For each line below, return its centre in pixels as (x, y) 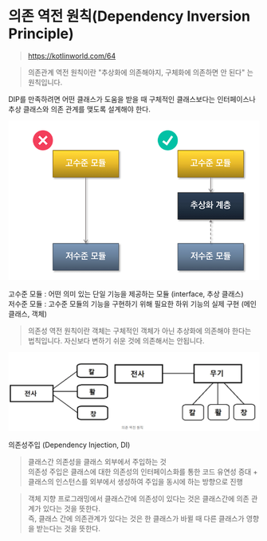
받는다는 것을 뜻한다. (69, 528)
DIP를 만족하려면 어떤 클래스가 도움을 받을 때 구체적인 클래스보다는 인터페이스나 (132, 99)
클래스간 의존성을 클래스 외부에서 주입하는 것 (97, 461)
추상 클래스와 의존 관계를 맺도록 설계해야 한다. (80, 109)
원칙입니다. (45, 82)
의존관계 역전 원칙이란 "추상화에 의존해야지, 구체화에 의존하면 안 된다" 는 (140, 72)
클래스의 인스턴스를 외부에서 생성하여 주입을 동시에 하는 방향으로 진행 (135, 481)
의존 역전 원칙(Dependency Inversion (130, 16)
